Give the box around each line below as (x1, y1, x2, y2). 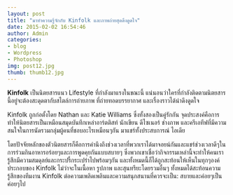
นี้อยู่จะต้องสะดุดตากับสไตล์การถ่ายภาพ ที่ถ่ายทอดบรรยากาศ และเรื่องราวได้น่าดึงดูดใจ (7, 96, 199, 105)
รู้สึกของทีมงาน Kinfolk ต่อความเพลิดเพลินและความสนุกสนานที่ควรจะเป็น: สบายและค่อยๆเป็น (7, 171, 223, 180)
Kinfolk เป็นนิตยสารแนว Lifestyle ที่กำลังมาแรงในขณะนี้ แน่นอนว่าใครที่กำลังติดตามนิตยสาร (7, 88, 226, 97)
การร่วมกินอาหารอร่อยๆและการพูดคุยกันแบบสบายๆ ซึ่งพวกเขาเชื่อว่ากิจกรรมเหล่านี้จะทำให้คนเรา (7, 148, 224, 156)
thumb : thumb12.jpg (7, 69, 64, 76)
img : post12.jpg (7, 62, 55, 69)
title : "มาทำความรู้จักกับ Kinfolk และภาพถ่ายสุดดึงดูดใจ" (7, 17, 141, 24)
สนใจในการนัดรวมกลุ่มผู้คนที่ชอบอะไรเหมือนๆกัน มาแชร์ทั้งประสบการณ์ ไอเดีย (7, 126, 185, 134)
